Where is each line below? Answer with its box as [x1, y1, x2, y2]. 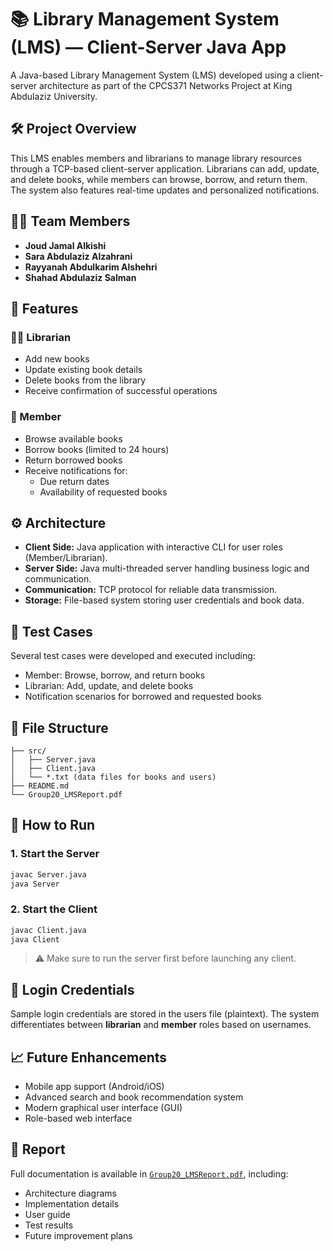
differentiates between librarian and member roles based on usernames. [10, 1019, 312, 1031]
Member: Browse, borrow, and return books [24, 669, 206, 681]
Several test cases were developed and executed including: [10, 650, 256, 662]
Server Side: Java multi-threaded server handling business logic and [24, 562, 310, 575]
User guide [24, 1208, 71, 1220]
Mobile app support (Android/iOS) [24, 1081, 165, 1093]
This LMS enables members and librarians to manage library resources [10, 152, 303, 164]
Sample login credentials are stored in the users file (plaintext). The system [10, 1008, 320, 1020]
